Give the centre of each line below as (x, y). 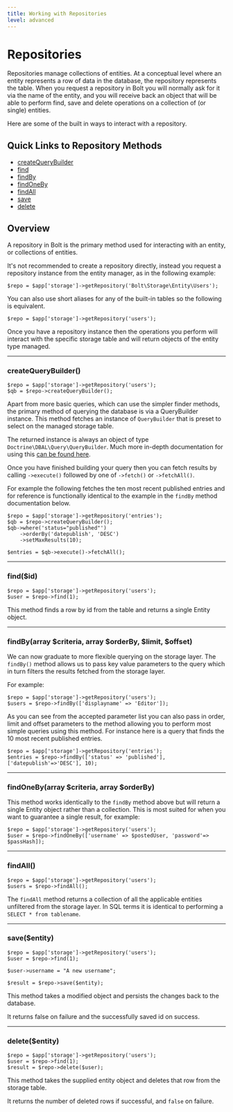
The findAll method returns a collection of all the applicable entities (105, 899)
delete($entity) (33, 1041)
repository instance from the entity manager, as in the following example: (112, 273)
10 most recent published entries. (55, 738)
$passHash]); (26, 842)
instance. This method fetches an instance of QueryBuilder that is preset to (114, 419)
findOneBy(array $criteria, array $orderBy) (81, 787)
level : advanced (31, 20)
